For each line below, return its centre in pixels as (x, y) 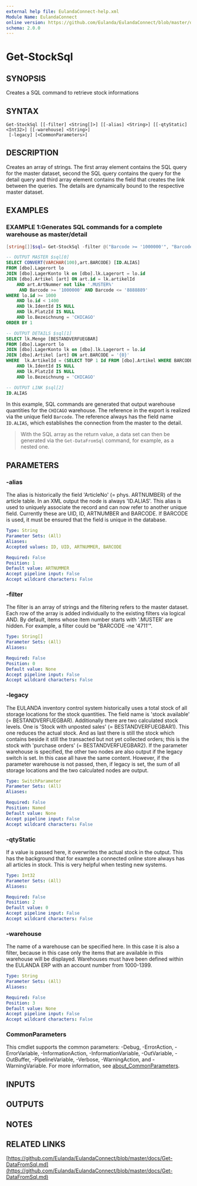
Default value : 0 (27, 908)
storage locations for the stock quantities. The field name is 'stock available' (98, 714)
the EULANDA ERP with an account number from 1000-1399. (79, 965)
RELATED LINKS (36, 1145)
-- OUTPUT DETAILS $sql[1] (39, 333)
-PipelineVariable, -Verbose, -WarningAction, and (91, 1060)
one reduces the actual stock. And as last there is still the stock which (90, 733)
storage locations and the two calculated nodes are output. (77, 770)
